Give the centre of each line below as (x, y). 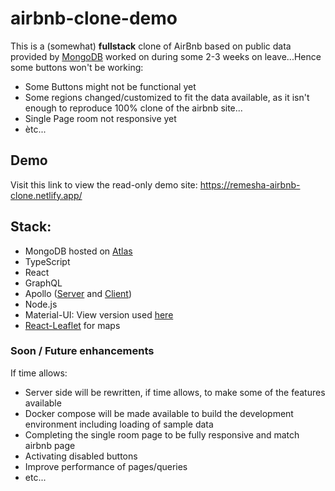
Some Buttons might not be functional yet (110, 86)
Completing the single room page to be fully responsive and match (162, 434)
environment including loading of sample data (119, 424)
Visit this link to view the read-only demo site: (104, 184)
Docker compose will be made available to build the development (159, 413)
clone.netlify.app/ (46, 195)
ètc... (35, 129)
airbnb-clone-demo (94, 18)
